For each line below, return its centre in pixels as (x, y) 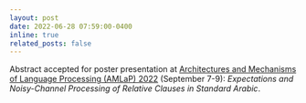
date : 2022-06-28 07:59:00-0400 (71, 26)
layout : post (34, 18)
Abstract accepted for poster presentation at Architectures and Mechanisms (153, 69)
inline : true (34, 35)
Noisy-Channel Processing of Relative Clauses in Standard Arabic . (135, 88)
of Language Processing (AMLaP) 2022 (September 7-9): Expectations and (152, 79)
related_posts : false (51, 43)
